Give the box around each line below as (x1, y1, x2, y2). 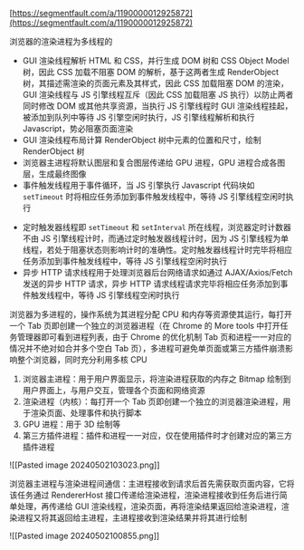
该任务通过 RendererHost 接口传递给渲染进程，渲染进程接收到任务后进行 (9, 489, 280, 500)
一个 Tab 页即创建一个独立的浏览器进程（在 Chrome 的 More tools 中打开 (9, 321, 280, 331)
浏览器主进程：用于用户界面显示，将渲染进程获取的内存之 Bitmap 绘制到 (22, 373, 291, 384)
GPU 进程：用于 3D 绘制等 (22, 419, 121, 429)
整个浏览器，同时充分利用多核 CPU (16, 354, 147, 365)
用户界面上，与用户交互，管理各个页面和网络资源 (22, 385, 205, 395)
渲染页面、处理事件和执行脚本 (30, 408, 142, 418)
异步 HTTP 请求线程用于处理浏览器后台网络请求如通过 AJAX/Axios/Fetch (22, 267, 293, 277)
